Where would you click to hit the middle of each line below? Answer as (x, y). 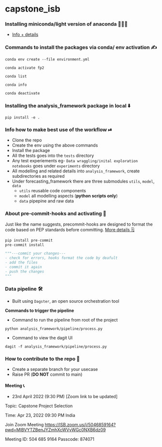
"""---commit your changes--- (36, 254)
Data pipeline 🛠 (24, 289)
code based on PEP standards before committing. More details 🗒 (70, 230)
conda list (16, 76)
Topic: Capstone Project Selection (39, 406)
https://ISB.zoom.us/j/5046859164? (80, 425)
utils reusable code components (52, 191)
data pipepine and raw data (46, 201)
